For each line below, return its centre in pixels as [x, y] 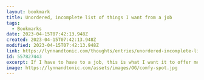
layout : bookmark [28, 12]
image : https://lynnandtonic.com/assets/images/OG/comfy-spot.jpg [92, 68]
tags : [13, 23]
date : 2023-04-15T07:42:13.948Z [47, 34]
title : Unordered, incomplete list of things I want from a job [89, 17]
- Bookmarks [27, 29]
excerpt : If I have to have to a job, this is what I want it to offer [99, 62]
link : [13, 51]
